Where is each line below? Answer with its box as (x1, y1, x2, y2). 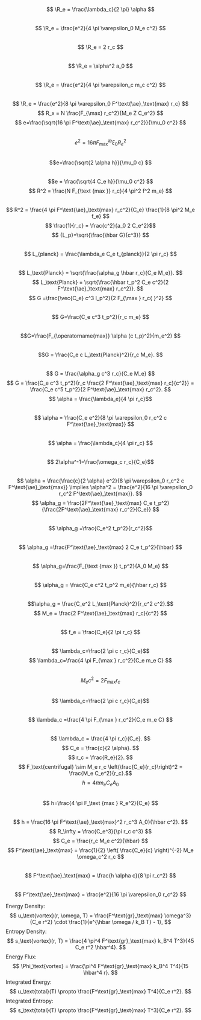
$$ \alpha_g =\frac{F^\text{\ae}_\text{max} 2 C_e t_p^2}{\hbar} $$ (19, 544, 182, 551)
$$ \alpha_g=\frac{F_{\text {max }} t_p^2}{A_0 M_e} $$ (32, 562, 169, 570)
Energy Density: (5, 902, 46, 909)
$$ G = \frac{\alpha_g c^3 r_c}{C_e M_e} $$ (46, 370, 155, 377)
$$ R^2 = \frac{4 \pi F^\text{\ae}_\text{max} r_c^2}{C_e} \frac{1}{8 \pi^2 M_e (6, 206, 195, 214)
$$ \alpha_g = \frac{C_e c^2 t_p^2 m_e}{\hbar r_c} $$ (34, 582, 167, 589)
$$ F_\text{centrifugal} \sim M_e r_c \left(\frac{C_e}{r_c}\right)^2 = (18, 763, 183, 770)
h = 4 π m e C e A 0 (82, 779, 119, 787)
